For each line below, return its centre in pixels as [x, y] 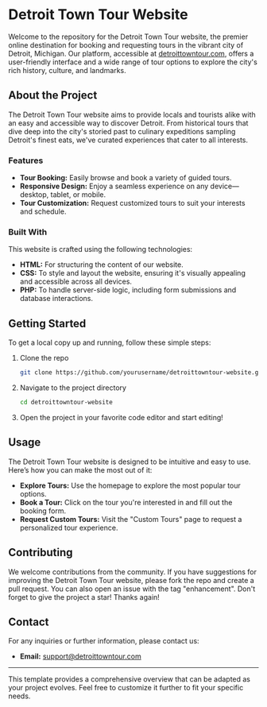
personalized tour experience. [69, 527]
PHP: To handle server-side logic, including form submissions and [128, 290]
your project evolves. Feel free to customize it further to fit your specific [126, 688]
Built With [28, 232]
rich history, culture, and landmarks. [67, 70]
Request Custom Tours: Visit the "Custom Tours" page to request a [131, 519]
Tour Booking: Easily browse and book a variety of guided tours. [126, 178]
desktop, [34, 195]
